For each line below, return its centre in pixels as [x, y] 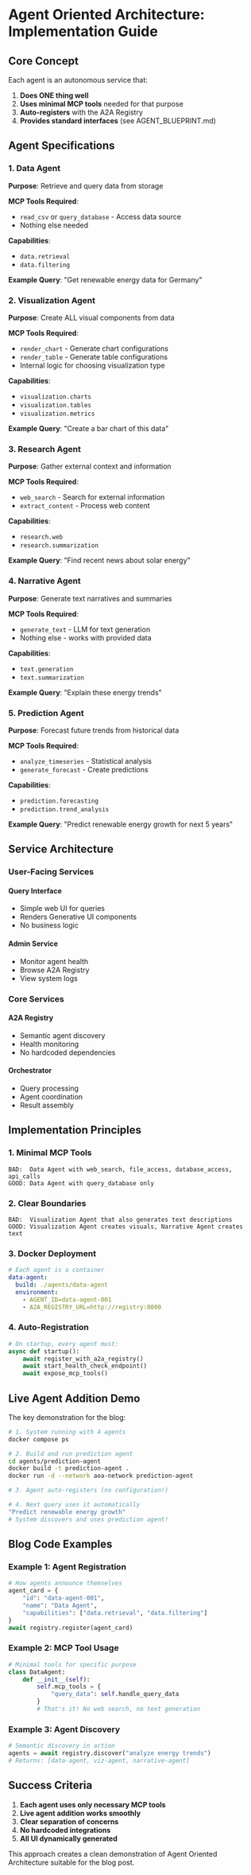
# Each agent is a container [56, 1270]
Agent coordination [51, 1096]
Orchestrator [30, 1071]
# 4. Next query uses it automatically [74, 1505]
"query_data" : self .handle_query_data [115, 1694]
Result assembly [46, 1105]
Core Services [37, 998]
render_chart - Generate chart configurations [94, 348]
